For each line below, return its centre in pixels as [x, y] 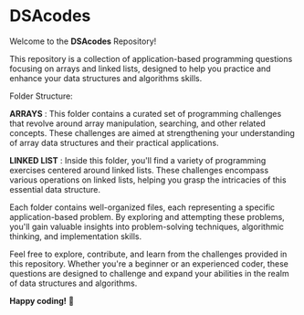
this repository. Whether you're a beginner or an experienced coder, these [149, 263]
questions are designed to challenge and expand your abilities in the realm [149, 273]
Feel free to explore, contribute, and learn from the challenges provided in [148, 254]
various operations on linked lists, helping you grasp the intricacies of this [148, 180]
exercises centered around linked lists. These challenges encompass [139, 170]
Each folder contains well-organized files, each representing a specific [142, 207]
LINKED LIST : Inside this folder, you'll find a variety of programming [138, 160]
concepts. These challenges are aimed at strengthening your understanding [152, 132]
